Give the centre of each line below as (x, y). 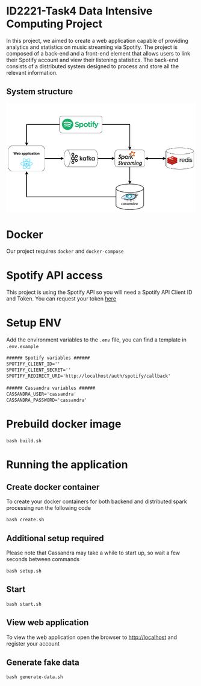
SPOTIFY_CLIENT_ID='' (33, 364)
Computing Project (54, 24)
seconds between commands (43, 559)
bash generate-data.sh (35, 677)
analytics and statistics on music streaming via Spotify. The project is (92, 47)
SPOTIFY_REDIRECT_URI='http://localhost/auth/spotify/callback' (88, 376)
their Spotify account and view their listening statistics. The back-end (92, 60)
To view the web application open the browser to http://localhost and (92, 637)
